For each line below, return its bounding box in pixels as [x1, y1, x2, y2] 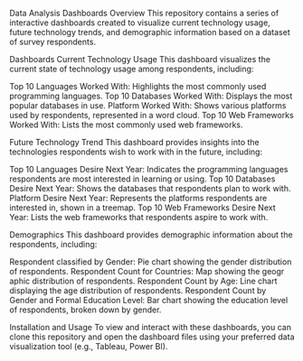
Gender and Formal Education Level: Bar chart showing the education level [9, 295, 289, 305]
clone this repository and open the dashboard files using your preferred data [9, 331, 295, 342]
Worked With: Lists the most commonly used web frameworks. [9, 119, 243, 130]
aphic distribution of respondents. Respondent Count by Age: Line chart [9, 275, 278, 286]
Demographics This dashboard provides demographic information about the [9, 229, 293, 240]
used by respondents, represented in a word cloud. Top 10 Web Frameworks [9, 110, 294, 120]
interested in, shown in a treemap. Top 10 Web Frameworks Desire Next [9, 202, 276, 213]
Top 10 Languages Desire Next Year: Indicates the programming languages [9, 164, 289, 174]
